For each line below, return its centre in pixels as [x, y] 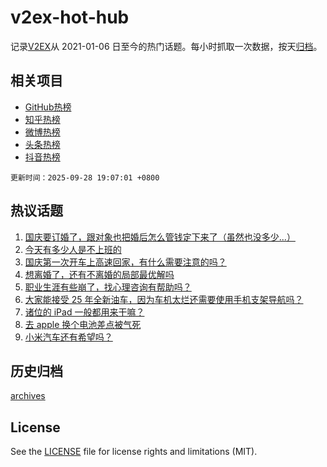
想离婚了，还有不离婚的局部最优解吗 [99, 274]
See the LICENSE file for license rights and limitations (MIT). [134, 452]
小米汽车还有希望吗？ [68, 337]
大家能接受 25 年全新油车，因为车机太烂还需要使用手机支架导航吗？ [164, 299]
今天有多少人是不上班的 [73, 249]
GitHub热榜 [48, 107]
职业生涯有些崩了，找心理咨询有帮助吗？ [108, 287]
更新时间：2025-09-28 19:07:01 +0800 [85, 177]
